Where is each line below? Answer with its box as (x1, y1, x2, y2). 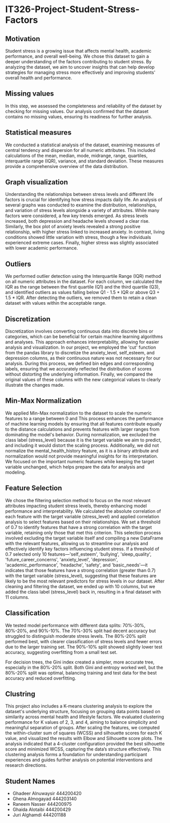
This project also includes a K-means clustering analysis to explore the (5, 703, 153, 709)
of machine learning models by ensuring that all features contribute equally (5, 421, 162, 427)
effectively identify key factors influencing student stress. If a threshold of (5, 546, 159, 552)
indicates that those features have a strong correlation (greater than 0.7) (5, 567, 156, 573)
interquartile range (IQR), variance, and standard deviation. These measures (5, 158, 164, 164)
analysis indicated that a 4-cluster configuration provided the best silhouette (5, 740, 165, 747)
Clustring (5, 689, 35, 698)
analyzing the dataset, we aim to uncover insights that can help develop (5, 64, 155, 70)
